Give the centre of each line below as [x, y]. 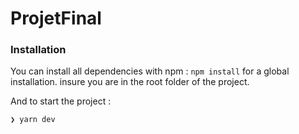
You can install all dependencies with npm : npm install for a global [150, 71]
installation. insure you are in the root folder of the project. [130, 82]
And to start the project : [61, 101]
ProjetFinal [56, 18]
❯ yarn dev [33, 120]
